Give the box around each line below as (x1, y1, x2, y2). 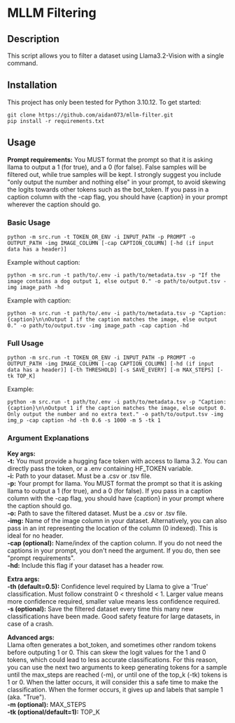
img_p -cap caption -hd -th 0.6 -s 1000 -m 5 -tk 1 (7, 417, 161, 424)
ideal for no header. (7, 531, 64, 540)
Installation (7, 79, 57, 91)
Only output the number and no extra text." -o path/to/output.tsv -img (7, 411, 224, 418)
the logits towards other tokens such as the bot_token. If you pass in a (7, 185, 209, 194)
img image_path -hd (7, 284, 64, 291)
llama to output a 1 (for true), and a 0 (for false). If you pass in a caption (7, 486, 213, 495)
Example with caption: (7, 296, 71, 305)
